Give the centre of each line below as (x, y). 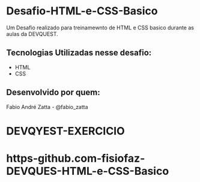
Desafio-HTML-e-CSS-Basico (82, 11)
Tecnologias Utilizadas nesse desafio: (79, 53)
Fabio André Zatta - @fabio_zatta (47, 107)
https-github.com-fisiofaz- (76, 158)
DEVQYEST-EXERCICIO (65, 131)
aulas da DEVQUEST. (32, 34)
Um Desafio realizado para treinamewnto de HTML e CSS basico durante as (100, 28)
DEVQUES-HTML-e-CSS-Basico (88, 171)
